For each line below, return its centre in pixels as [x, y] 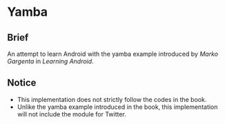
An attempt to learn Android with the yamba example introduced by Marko [113, 54]
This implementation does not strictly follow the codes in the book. [112, 99]
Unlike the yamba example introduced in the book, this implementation [117, 107]
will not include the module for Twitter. [71, 114]
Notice [22, 83]
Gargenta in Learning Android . [51, 61]
